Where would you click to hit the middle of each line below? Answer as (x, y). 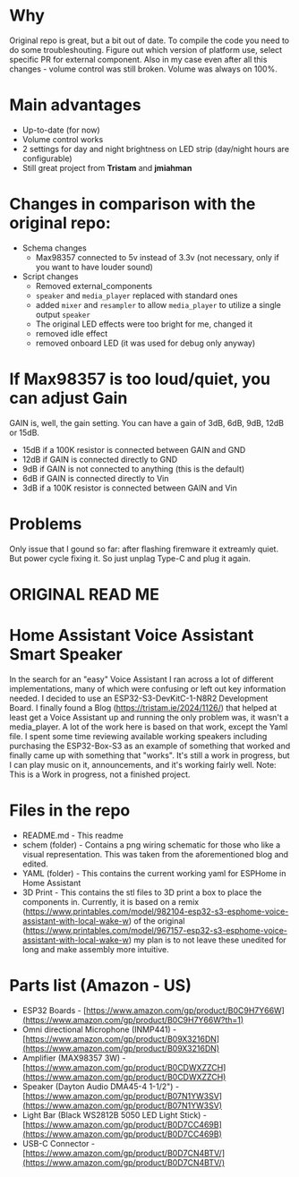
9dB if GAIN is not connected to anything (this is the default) (133, 469)
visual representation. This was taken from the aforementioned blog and (155, 854)
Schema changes (54, 248)
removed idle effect (72, 333)
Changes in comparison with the (132, 205)
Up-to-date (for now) (61, 130)
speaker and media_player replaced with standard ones (137, 295)
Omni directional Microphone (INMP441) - (99, 1029)
